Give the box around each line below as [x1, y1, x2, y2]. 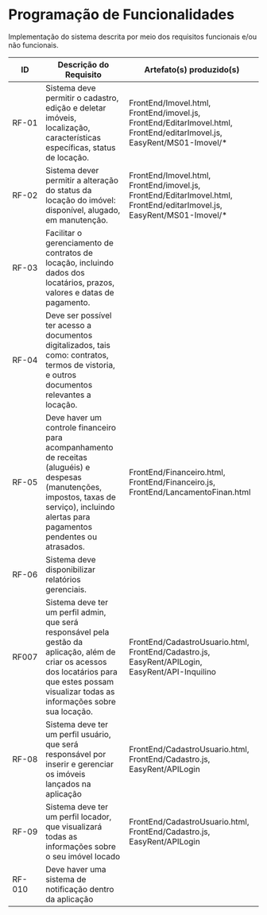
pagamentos [44, 521, 93, 532]
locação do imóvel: [44, 195, 116, 206]
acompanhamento [44, 442, 114, 453]
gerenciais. [44, 584, 87, 595]
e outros [44, 369, 77, 380]
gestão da [44, 636, 83, 647]
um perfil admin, [44, 606, 106, 617]
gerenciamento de [44, 237, 114, 248]
